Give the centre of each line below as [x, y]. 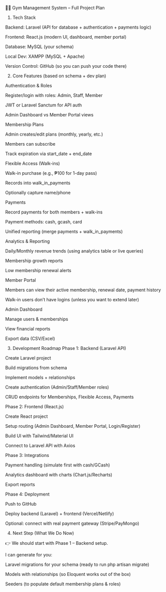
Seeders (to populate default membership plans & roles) [63, 584]
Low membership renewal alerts [38, 270]
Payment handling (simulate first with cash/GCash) [58, 465]
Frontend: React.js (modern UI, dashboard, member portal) [66, 37]
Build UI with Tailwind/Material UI [39, 436]
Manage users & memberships [37, 319]
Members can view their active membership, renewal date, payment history [83, 290]
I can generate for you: [29, 555]
